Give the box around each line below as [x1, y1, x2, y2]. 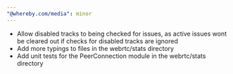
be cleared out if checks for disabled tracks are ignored [16, 36, 179, 45]
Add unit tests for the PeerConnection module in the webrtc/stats [16, 52, 206, 60]
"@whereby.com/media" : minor [6, 10, 92, 17]
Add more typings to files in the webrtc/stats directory [16, 44, 174, 52]
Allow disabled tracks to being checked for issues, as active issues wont [16, 29, 227, 38]
